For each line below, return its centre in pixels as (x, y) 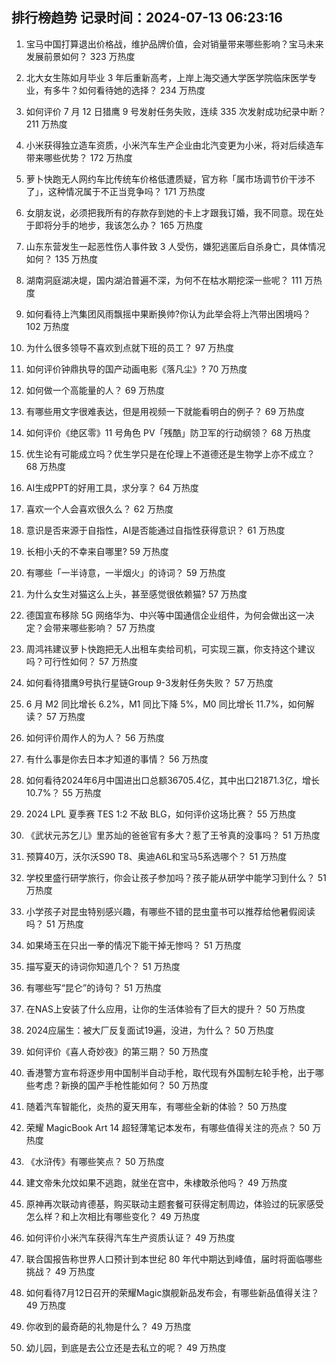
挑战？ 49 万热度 (60, 1271)
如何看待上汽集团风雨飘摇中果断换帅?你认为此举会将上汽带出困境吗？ (168, 314)
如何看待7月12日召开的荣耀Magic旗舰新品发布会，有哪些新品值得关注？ (172, 1292)
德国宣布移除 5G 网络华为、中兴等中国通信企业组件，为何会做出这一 (165, 615)
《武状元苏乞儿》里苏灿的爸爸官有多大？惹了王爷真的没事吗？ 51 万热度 (173, 835)
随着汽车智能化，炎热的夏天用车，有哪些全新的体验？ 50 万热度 (156, 1106)
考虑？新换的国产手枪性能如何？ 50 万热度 (121, 1085)
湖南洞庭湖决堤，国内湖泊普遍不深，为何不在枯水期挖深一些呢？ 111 (164, 280)
